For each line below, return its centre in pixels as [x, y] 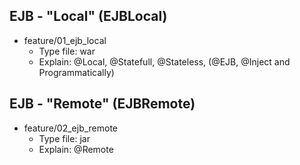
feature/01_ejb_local [65, 40]
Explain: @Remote [76, 149]
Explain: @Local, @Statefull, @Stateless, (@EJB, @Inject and [164, 61]
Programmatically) [76, 72]
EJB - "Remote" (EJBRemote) [102, 104]
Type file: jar [64, 138]
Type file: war [67, 51]
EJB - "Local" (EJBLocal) [88, 16]
